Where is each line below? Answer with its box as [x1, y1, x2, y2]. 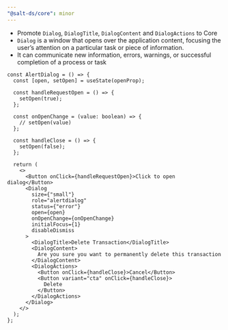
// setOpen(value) [19, 119, 72, 126]
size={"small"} [31, 191, 75, 198]
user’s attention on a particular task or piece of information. [16, 43, 184, 51]
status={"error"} [31, 203, 81, 210]
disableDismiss [31, 227, 75, 233]
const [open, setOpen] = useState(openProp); [13, 77, 145, 84]
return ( [13, 161, 38, 168]
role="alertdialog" [31, 196, 87, 204]
